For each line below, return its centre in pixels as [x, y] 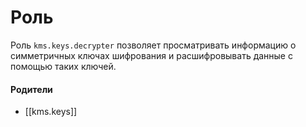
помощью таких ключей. [63, 66]
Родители [31, 89]
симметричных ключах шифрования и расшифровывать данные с [151, 55]
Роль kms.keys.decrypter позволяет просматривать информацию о [153, 45]
